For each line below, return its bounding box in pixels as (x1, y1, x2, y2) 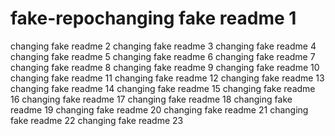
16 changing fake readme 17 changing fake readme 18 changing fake (10, 93, 293, 105)
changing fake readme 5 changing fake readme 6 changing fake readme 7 (10, 50, 316, 62)
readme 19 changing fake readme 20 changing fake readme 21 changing (10, 103, 309, 116)
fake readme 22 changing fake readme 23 (10, 114, 184, 126)
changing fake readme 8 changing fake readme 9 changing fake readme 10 (10, 61, 320, 73)
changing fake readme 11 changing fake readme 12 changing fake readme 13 (10, 72, 325, 84)
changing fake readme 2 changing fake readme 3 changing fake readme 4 (10, 40, 317, 52)
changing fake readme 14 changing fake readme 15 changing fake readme (10, 82, 316, 94)
